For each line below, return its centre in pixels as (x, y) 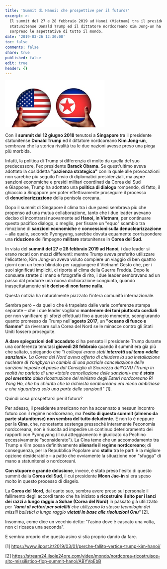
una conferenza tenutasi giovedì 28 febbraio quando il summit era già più (81, 346)
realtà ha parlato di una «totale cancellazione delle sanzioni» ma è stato (80, 373)
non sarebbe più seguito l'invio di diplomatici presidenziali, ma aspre (75, 177)
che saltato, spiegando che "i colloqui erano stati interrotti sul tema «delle (82, 352)
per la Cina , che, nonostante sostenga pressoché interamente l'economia (80, 424)
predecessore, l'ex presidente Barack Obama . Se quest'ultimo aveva (76, 166)
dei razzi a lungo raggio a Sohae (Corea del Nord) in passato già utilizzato (82, 502)
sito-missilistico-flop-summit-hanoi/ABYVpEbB (53, 561)
